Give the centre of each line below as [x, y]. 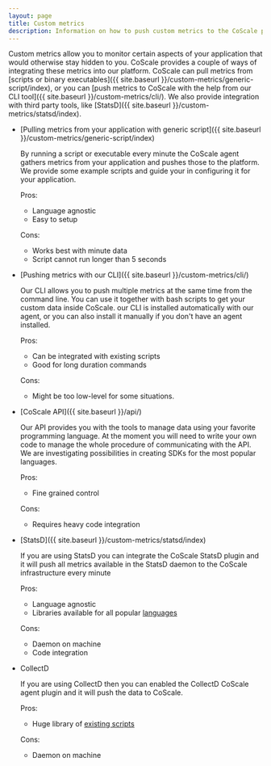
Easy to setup [55, 220]
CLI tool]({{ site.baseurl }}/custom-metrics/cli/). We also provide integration [134, 97]
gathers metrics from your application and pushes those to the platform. [140, 162]
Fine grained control [65, 493]
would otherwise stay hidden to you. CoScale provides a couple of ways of [133, 62]
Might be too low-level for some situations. [103, 396]
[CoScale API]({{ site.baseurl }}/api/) [81, 412]
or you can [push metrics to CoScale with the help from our [153, 88]
